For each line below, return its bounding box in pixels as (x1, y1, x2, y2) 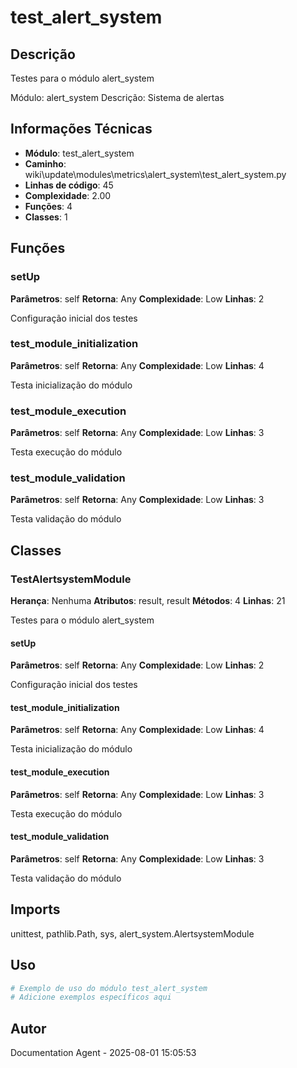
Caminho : (24, 157, 67, 170)
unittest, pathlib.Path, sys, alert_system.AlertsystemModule (10, 927, 255, 940)
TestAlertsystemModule (10, 572, 132, 586)
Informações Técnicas (10, 121, 153, 138)
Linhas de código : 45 (24, 179, 114, 191)
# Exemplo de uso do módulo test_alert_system (10, 983, 208, 993)
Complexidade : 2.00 (24, 189, 112, 201)
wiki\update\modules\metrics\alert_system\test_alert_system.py (24, 168, 287, 180)
